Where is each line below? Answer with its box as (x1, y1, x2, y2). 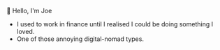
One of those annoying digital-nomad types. (16, 35, 145, 43)
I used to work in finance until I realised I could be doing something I (16, 20, 214, 28)
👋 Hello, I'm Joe (6, 7, 52, 15)
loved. (16, 28, 35, 35)
